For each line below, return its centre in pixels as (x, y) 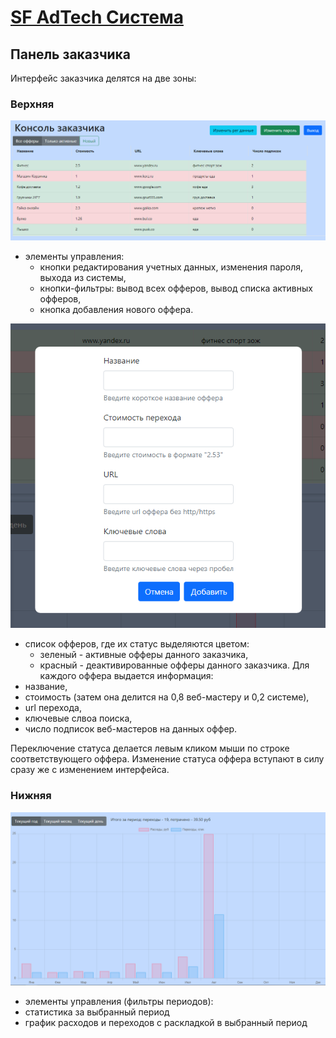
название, (46, 687)
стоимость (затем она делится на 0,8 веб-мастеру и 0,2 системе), (167, 697)
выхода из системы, (83, 277)
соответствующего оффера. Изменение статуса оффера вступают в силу (167, 759)
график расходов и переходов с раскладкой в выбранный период (166, 1023)
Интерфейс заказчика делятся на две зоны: (103, 78)
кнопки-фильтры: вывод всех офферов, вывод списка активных (176, 288)
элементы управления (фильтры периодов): (119, 1002)
